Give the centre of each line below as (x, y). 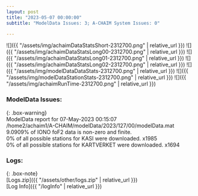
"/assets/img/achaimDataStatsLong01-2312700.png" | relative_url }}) (99, 58)
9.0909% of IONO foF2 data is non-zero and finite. (69, 132)
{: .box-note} (22, 173)
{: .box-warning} (26, 113)
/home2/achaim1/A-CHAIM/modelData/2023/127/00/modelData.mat (90, 125)
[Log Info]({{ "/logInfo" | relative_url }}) (54, 186)
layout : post (23, 12)
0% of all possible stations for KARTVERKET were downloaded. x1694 (93, 145)
